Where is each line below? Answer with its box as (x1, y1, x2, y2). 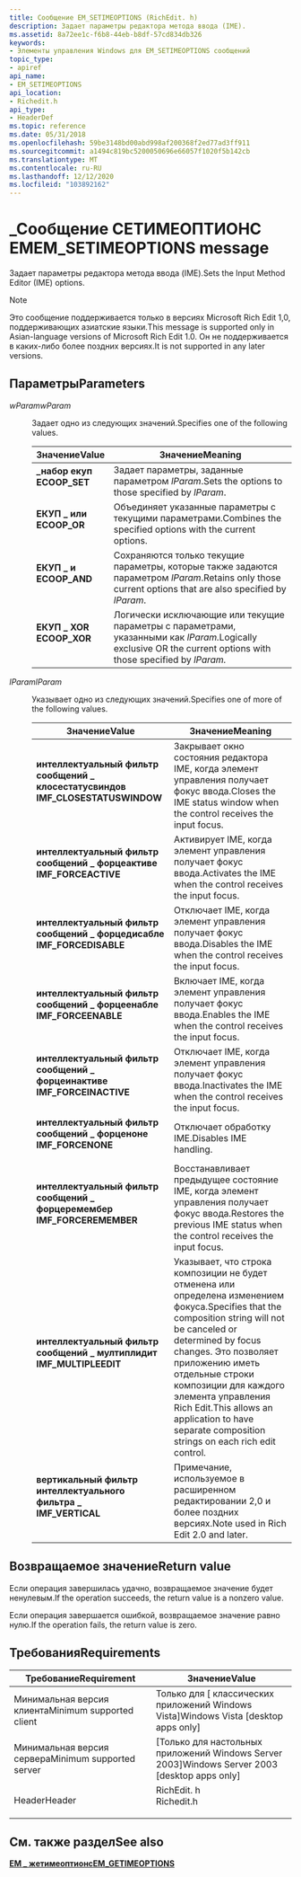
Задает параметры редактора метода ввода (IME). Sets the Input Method (9, 268, 286, 279)
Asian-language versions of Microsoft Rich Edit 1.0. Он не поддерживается (9, 332, 288, 342)
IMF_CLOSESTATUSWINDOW (36, 792, 163, 804)
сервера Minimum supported (13, 1752, 136, 1765)
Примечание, (173, 1461, 233, 1474)
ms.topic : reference (9, 122, 87, 131)
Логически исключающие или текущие (113, 608, 285, 621)
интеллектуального (36, 1484, 125, 1497)
